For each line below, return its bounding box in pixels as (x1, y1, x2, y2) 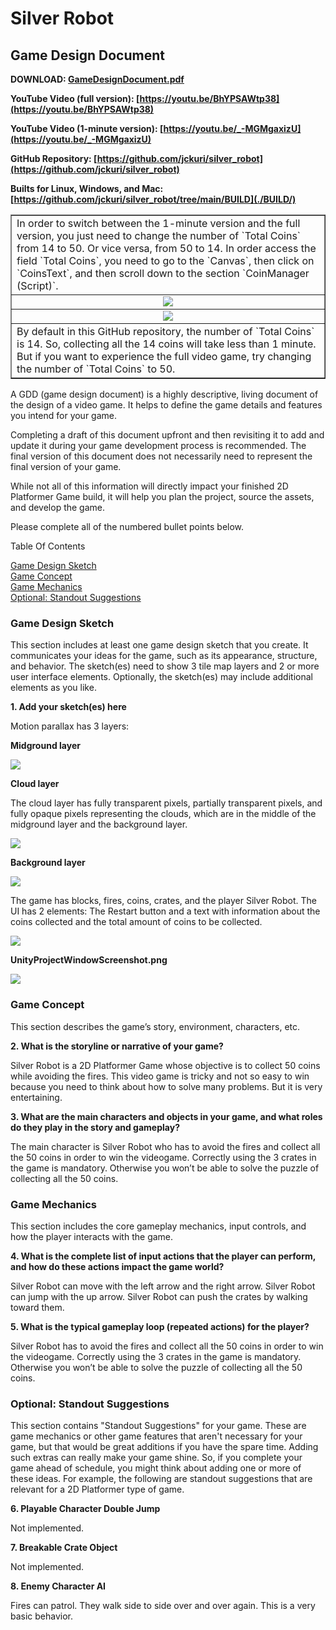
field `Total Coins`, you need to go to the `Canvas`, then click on (16, 254, 315, 267)
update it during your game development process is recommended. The (10, 440, 307, 451)
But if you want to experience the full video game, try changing (16, 350, 312, 363)
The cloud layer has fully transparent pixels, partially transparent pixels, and (10, 797, 323, 809)
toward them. (10, 1301, 65, 1313)
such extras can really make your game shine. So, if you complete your (10, 1452, 303, 1464)
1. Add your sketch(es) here (10, 701, 127, 713)
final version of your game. (10, 461, 122, 472)
